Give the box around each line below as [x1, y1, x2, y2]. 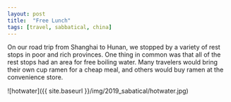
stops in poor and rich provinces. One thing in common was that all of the [7, 50, 221, 59]
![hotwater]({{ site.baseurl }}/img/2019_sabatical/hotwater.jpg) [7, 86, 189, 96]
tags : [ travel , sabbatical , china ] [7, 23, 112, 30]
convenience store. [7, 73, 64, 81]
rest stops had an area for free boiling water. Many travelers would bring [7, 58, 218, 67]
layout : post [7, 10, 46, 18]
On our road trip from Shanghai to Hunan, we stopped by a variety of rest [7, 43, 220, 52]
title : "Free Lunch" [7, 17, 71, 24]
